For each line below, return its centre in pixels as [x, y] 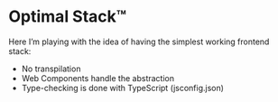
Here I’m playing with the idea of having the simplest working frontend [139, 42]
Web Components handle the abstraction [98, 78]
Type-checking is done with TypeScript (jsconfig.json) [123, 88]
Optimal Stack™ [68, 17]
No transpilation [51, 69]
